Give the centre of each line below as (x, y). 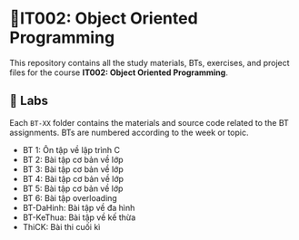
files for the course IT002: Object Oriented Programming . (119, 72)
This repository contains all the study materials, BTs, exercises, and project (149, 62)
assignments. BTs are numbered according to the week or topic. (129, 132)
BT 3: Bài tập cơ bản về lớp (73, 169)
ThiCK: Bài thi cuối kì (61, 226)
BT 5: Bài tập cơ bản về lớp (73, 188)
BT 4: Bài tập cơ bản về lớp (73, 178)
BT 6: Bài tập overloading (70, 197)
